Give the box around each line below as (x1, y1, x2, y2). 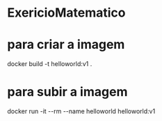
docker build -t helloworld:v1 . (7, 60, 92, 68)
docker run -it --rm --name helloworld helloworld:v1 (7, 107, 156, 115)
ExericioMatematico (7, 5, 127, 21)
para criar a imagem (7, 37, 125, 53)
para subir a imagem (7, 84, 128, 100)
